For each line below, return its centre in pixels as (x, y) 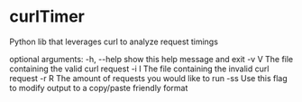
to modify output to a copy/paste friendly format (99, 88)
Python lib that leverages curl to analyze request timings (114, 42)
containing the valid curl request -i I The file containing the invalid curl (139, 69)
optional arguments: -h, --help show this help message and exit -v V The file (151, 59)
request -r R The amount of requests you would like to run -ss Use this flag (149, 78)
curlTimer (47, 17)
